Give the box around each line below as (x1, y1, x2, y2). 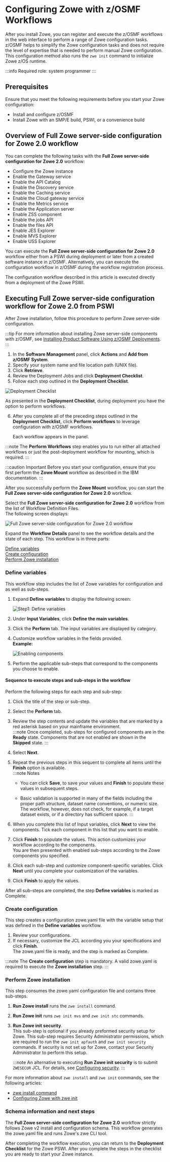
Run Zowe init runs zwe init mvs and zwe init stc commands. (12, 1013, 144, 1019)
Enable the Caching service (12, 189, 70, 196)
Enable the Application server (12, 206, 74, 212)
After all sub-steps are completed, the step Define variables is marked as (5, 887, 159, 894)
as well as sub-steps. (5, 586, 50, 592)
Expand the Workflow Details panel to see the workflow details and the (5, 530, 154, 536)
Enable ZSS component (12, 211, 62, 217)
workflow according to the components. (12, 841, 96, 848)
